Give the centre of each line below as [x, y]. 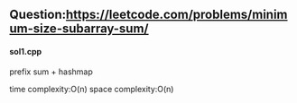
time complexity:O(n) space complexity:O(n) [92, 89]
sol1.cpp [26, 51]
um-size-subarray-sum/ [79, 29]
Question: [38, 15]
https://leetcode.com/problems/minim [177, 15]
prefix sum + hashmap [51, 72]
